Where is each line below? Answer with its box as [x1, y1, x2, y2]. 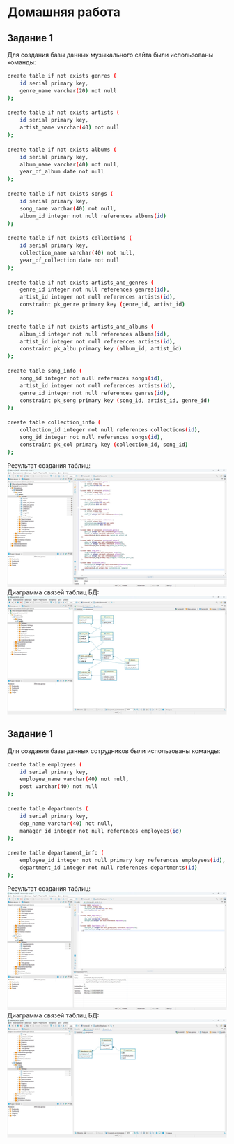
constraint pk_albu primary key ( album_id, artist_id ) [19, 345, 182, 352]
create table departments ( [7, 805, 89, 812]
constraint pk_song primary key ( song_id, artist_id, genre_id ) [19, 396, 210, 404]
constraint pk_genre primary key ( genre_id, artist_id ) [19, 301, 186, 308]
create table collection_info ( [7, 419, 101, 427]
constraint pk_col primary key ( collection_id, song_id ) [19, 441, 189, 448]
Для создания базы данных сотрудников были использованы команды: [7, 746, 221, 755]
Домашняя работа [7, 4, 120, 20]
